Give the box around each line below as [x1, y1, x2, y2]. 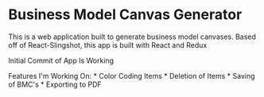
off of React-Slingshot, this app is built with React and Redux [8, 40, 208, 49]
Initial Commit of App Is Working [8, 56, 114, 65]
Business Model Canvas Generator [8, 6, 243, 24]
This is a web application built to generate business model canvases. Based [8, 32, 257, 41]
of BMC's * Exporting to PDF [8, 80, 102, 89]
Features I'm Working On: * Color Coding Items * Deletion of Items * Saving [8, 71, 256, 80]
